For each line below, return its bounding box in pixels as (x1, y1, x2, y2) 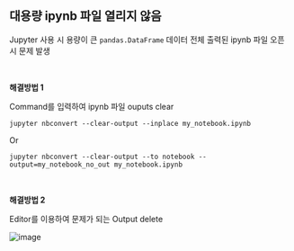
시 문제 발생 (9, 45, 51, 56)
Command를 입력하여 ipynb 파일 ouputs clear (9, 101, 174, 112)
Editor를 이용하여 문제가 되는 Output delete (9, 213, 164, 224)
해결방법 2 (9, 194, 46, 205)
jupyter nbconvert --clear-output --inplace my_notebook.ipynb (9, 119, 252, 128)
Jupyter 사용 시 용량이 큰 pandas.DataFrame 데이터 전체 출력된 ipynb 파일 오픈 (9, 34, 285, 45)
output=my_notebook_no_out (9, 160, 111, 169)
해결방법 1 (9, 82, 44, 93)
